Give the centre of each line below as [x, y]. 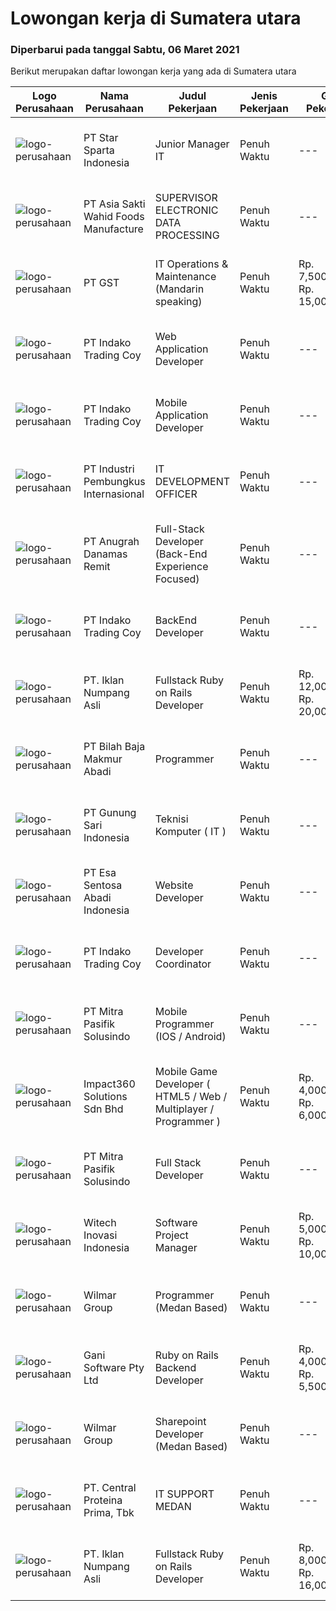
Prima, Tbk [109, 1513]
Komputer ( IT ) [190, 832]
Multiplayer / [184, 1109]
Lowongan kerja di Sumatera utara [156, 18]
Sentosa [103, 885]
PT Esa [100, 873]
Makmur [103, 759]
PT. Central [110, 1488]
